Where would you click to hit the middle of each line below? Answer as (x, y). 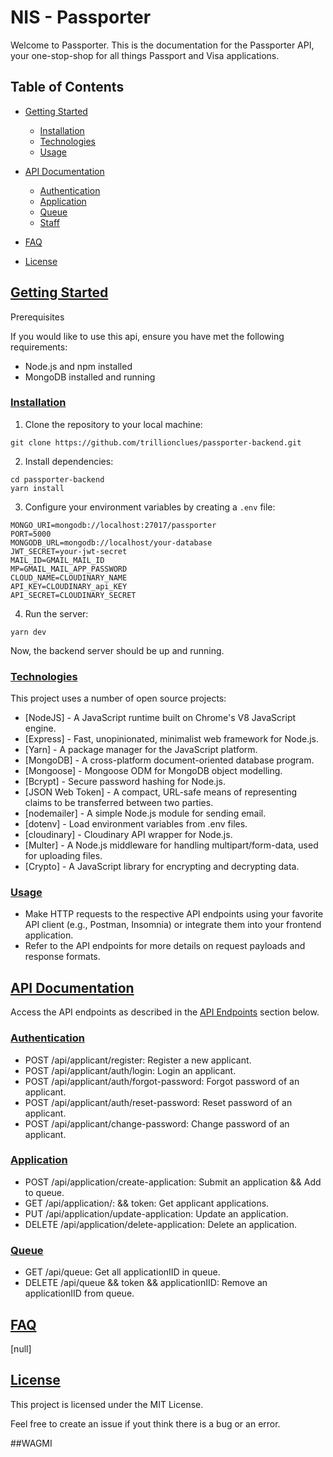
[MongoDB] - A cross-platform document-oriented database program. (169, 760)
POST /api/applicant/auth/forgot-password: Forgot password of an (162, 1081)
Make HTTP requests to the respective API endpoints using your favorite (174, 914)
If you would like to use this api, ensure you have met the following (147, 336)
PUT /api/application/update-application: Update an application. (156, 1213)
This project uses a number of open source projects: (118, 698)
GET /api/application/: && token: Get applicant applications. (147, 1203)
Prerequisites (37, 317)
